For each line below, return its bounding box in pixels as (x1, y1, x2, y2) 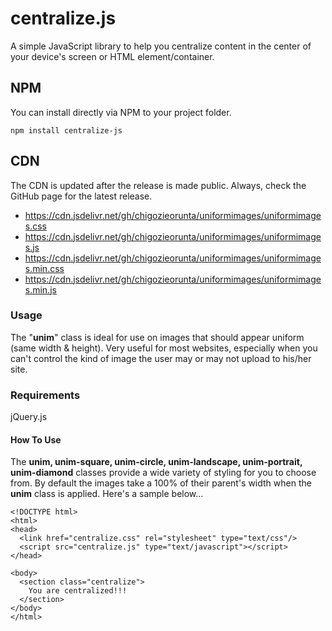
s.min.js (24, 283, 57, 296)
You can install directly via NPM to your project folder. (10, 106, 232, 118)
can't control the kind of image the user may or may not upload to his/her (10, 352, 312, 364)
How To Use (10, 433, 62, 446)
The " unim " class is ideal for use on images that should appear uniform (10, 331, 305, 343)
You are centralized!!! (28, 586, 128, 596)
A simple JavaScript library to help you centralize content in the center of (10, 40, 312, 52)
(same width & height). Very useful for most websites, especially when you (10, 342, 318, 354)
